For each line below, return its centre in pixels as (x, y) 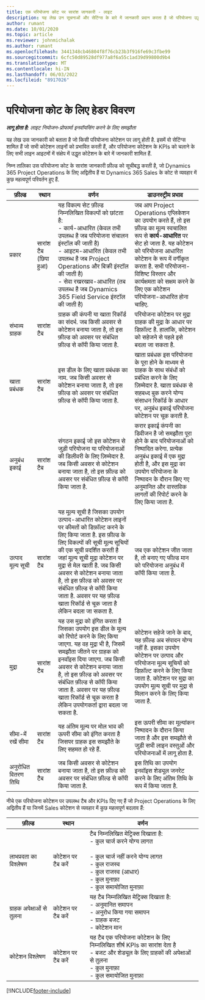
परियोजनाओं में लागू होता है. (164, 753)
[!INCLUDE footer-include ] (39, 991)
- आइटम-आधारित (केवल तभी (92, 251)
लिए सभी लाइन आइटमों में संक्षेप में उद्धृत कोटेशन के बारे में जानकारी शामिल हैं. (79, 154)
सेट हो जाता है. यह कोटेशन (164, 244)
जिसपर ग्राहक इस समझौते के (89, 742)
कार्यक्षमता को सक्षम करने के (164, 281)
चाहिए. (142, 305)
